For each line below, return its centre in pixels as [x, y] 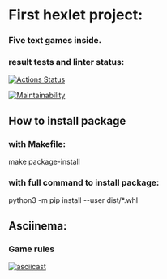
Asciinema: [38, 226]
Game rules [32, 249]
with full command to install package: [84, 182]
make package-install [45, 162]
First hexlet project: [76, 15]
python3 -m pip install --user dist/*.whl [73, 200]
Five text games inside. [55, 41]
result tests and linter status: [66, 62]
